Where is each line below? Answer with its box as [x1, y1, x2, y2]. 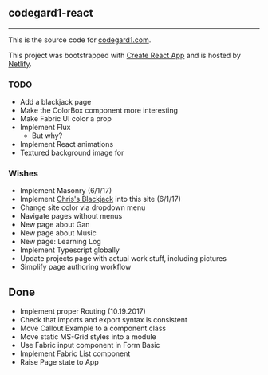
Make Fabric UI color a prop [19, 114, 112, 124]
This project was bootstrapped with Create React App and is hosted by [8, 50, 242, 60]
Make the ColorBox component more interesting [19, 105, 178, 115]
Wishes [8, 168, 38, 179]
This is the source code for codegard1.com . [8, 35, 152, 45]
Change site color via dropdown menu [19, 203, 146, 212]
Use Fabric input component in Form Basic [19, 341, 160, 350]
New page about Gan [19, 219, 90, 230]
